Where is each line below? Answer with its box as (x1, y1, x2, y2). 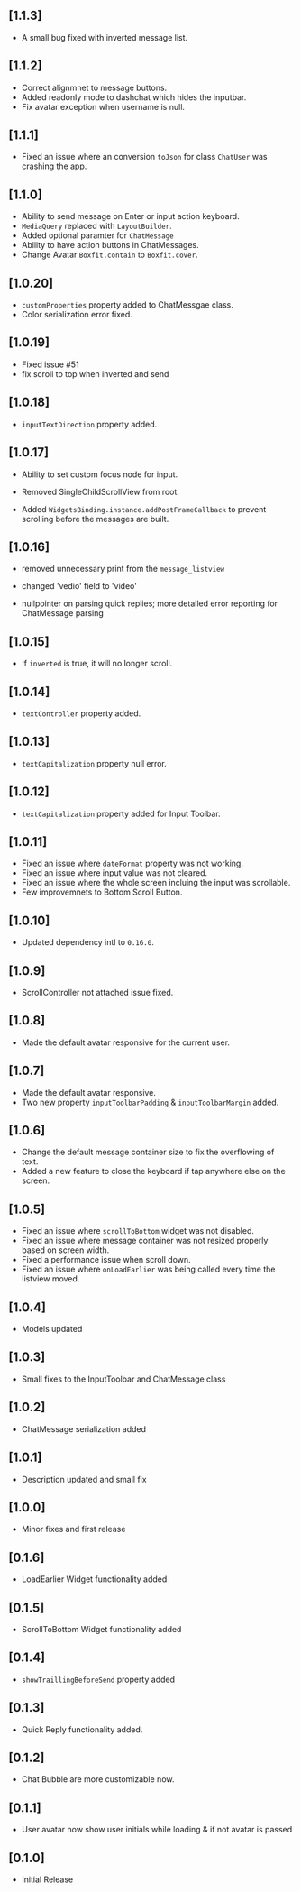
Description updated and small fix (21, 1474, 147, 1484)
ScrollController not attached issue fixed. (21, 987, 174, 997)
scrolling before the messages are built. (21, 513, 169, 524)
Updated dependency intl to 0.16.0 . (21, 937, 154, 948)
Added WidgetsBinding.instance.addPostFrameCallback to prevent (21, 503, 267, 514)
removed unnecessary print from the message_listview (21, 564, 225, 574)
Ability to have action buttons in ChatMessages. (21, 240, 199, 251)
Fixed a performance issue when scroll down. (21, 1254, 191, 1265)
